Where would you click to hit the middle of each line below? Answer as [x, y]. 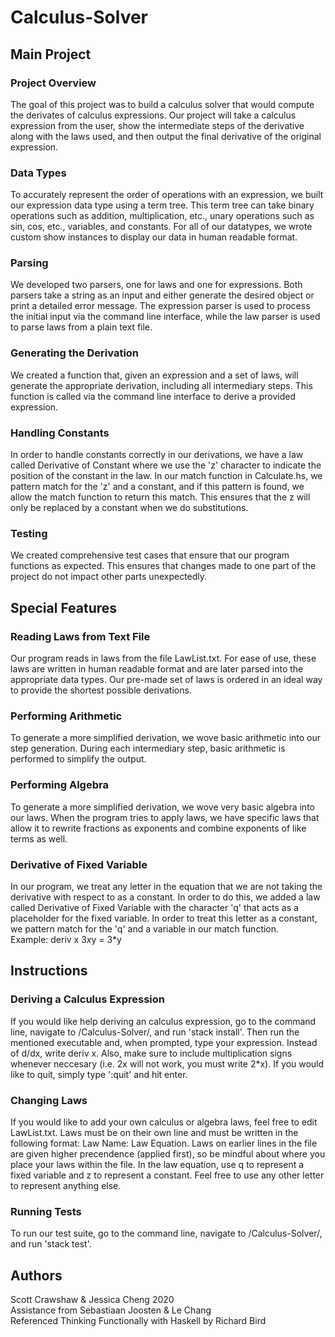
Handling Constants [60, 433]
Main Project [51, 54]
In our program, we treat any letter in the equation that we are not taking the [166, 886]
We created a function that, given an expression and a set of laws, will [154, 375]
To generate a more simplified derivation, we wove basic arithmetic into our [166, 738]
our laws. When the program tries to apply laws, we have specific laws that [165, 817]
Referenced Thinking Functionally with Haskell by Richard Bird [138, 1321]
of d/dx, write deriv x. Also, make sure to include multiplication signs [151, 1053]
